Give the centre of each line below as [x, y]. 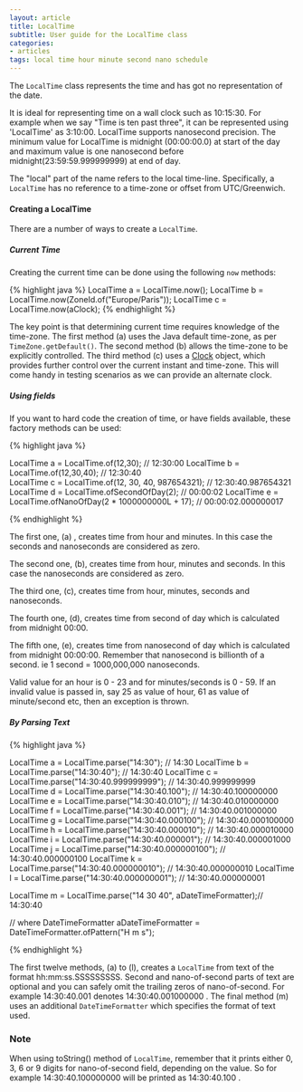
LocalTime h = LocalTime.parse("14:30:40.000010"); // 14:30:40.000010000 [151, 830]
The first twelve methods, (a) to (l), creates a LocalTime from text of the [142, 967]
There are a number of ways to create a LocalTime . [104, 229]
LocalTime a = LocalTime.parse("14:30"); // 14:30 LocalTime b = [129, 762]
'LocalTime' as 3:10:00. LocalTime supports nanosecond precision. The [142, 132]
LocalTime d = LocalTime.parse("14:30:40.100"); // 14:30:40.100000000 [144, 791]
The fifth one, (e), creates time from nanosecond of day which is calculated [150, 646]
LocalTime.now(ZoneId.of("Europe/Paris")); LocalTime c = [118, 300]
